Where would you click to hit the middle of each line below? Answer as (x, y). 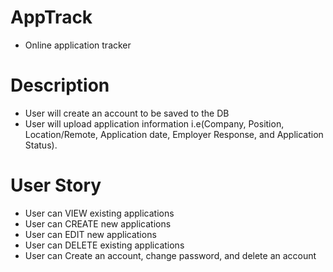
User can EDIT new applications (90, 234)
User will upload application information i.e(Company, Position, (154, 123)
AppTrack (51, 17)
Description (60, 85)
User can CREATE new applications (98, 223)
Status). (41, 145)
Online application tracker (78, 45)
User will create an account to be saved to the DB (127, 113)
